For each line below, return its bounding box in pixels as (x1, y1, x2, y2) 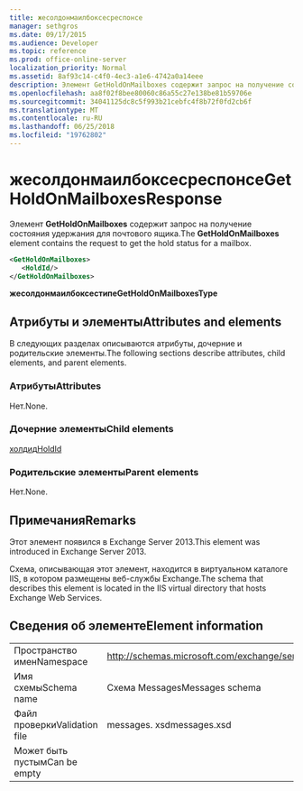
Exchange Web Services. (9, 592, 103, 602)
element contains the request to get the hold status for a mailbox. (9, 237, 252, 248)
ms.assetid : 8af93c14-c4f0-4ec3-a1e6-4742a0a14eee (9, 72, 204, 81)
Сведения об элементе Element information (9, 619, 264, 634)
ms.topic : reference (9, 47, 87, 56)
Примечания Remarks (9, 512, 137, 528)
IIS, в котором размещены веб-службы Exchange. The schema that (9, 573, 264, 584)
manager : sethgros (9, 22, 78, 31)
